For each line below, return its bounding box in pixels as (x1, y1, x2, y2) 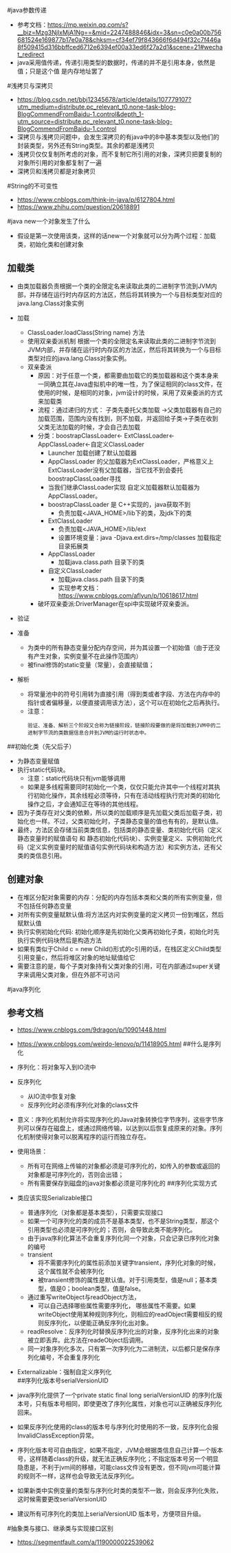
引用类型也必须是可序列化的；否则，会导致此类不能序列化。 (27, 1226, 197, 1234)
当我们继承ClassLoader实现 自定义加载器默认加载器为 (47, 483, 200, 491)
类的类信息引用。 (16, 851, 66, 860)
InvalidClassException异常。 (16, 1431, 98, 1440)
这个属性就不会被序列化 (37, 1268, 104, 1276)
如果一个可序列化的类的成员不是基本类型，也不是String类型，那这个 (27, 1217, 219, 1226)
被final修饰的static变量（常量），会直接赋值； (27, 660, 155, 669)
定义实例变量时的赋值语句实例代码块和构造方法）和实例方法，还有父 (29, 843, 222, 851)
